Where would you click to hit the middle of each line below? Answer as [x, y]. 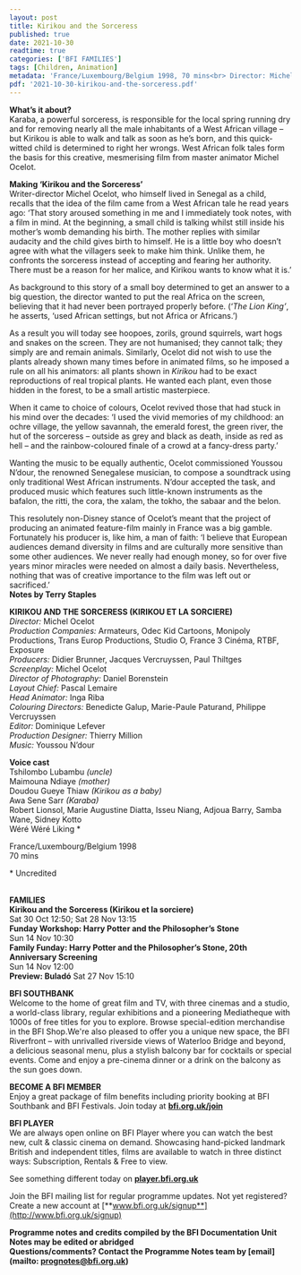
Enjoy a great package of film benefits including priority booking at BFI [140, 1096]
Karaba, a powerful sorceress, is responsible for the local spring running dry [150, 119]
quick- [261, 138]
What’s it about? [40, 109]
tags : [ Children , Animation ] [64, 68]
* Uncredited [33, 873]
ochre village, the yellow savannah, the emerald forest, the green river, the [146, 426]
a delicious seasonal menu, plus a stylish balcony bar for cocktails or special [150, 1050]
